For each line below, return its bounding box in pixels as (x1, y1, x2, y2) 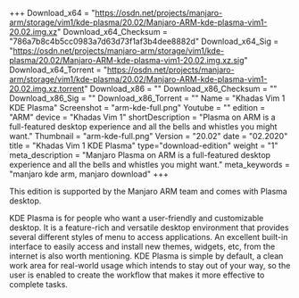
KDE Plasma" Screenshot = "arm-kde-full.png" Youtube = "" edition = (9, 103, 266, 112)
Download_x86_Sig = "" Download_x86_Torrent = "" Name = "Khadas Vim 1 (9, 93, 286, 103)
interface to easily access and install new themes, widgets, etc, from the (9, 241, 276, 252)
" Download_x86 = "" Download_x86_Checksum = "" (84, 84, 278, 94)
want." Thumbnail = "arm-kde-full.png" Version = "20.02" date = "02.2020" (9, 131, 288, 141)
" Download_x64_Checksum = (56, 27, 168, 37)
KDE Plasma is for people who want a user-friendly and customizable (9, 213, 264, 223)
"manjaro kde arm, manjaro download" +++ (9, 169, 170, 179)
